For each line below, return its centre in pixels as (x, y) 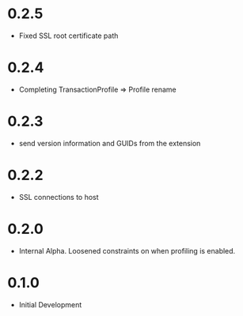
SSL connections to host (59, 197)
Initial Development (50, 304)
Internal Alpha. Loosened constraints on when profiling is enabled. (127, 250)
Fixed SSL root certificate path (68, 36)
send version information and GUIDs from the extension (110, 143)
